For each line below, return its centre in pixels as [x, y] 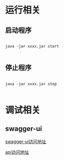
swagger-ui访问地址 [26, 141]
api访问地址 [17, 152]
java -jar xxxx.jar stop [31, 84]
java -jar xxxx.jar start [32, 46]
